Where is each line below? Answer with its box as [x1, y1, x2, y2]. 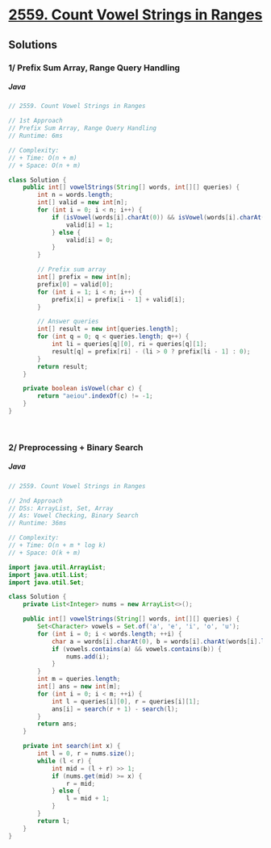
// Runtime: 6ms [8, 132, 63, 140]
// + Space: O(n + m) [8, 161, 81, 169]
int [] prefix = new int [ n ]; [37, 273, 131, 282]
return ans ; [37, 720, 78, 728]
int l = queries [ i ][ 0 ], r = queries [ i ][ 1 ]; [51, 697, 200, 705]
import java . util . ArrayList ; [8, 563, 106, 571]
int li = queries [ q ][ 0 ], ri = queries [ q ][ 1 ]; [51, 340, 207, 349]
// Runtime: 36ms [8, 519, 67, 528]
